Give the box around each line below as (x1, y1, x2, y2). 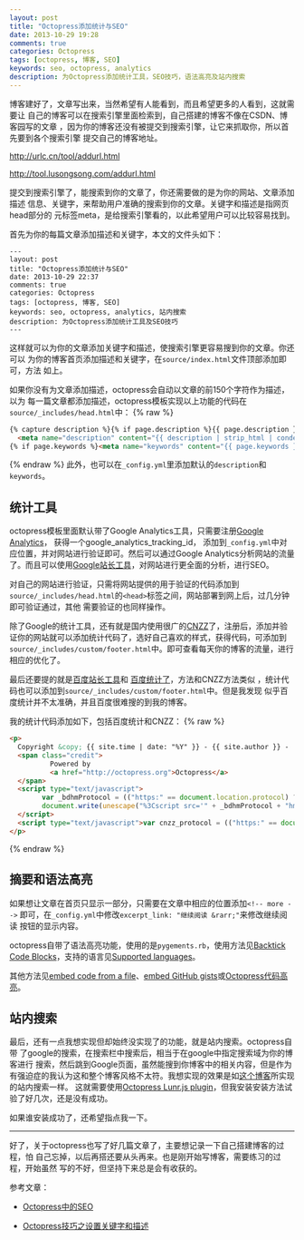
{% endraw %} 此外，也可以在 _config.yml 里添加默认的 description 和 (9, 459, 267, 470)
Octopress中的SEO (22, 1201, 93, 1212)
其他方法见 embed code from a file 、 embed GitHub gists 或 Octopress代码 (9, 970, 280, 981)
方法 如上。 (24, 365, 68, 376)
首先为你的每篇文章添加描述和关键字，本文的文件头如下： (9, 229, 223, 239)
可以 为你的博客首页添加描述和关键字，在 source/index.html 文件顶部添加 (9, 353, 279, 364)
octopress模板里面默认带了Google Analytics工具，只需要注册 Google (9, 525, 264, 536)
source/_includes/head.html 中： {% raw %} (9, 406, 174, 417)
